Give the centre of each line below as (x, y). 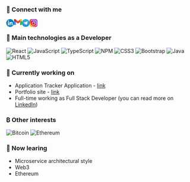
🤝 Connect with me (34, 10)
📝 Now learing (27, 148)
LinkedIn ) (26, 104)
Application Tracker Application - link (60, 85)
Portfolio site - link (37, 92)
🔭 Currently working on (40, 73)
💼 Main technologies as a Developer (59, 38)
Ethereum (26, 174)
